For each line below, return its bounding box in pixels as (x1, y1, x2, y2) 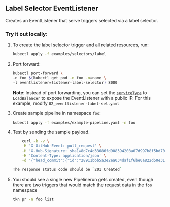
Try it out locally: (5, 30, 48, 37)
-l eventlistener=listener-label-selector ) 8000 (12, 80, 118, 85)
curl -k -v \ (22, 139, 50, 144)
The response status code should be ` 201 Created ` (12, 167, 122, 172)
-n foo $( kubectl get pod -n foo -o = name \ (12, 75, 107, 80)
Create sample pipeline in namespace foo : (12, 110, 101, 116)
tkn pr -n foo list (12, 197, 54, 202)
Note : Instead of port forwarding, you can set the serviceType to (12, 89, 147, 96)
